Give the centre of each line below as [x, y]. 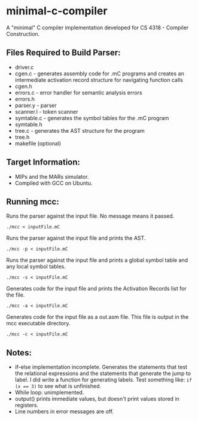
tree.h [22, 137]
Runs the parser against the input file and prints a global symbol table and [97, 260]
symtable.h [29, 124]
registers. [27, 405]
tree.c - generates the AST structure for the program [80, 130]
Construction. [23, 33]
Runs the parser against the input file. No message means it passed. [90, 216]
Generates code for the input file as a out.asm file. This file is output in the [98, 317]
